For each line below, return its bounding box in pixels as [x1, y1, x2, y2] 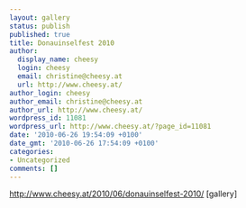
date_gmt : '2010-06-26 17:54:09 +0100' [9, 139, 159, 148]
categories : [9, 147, 54, 156]
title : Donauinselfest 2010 [9, 38, 115, 48]
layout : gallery [9, 13, 70, 23]
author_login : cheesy [9, 88, 91, 97]
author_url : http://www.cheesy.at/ [9, 105, 143, 114]
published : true [9, 30, 70, 39]
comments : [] [9, 164, 59, 173]
